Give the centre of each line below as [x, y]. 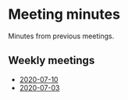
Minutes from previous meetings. [61, 36]
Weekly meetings [52, 61]
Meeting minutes [64, 14]
